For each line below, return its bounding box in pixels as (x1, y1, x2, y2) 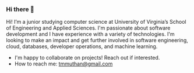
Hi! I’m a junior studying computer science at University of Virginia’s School (6, 19, 186, 25)
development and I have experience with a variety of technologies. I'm (6, 31, 175, 38)
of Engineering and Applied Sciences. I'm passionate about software (6, 24, 171, 31)
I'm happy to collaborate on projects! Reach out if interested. (14, 54, 160, 61)
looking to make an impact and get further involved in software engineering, (6, 37, 188, 44)
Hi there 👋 (6, 5, 35, 13)
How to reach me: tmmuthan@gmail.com (14, 60, 113, 67)
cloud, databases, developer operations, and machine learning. (6, 43, 158, 50)
